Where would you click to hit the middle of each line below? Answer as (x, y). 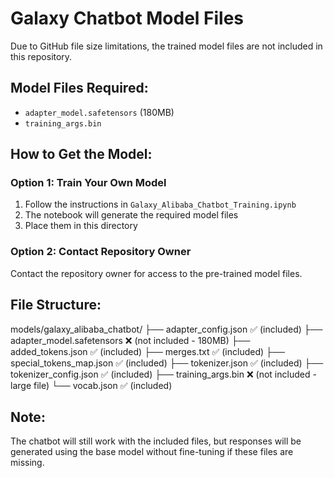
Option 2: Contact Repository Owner (101, 252)
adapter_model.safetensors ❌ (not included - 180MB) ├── (130, 340)
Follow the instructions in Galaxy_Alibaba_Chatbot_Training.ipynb (160, 204)
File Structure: (56, 305)
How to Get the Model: (81, 154)
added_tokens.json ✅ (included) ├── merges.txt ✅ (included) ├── (147, 351)
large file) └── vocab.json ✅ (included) (91, 385)
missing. (27, 463)
